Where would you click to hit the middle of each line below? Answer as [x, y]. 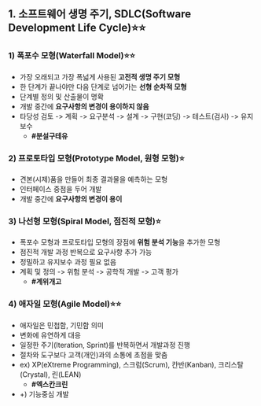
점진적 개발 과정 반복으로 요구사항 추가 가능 [86, 252]
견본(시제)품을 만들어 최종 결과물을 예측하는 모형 [94, 179]
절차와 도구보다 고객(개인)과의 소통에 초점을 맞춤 [94, 354]
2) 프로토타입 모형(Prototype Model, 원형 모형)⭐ [96, 158]
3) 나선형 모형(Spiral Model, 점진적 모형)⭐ [85, 221]
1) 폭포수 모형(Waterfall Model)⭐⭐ [72, 56]
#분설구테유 [50, 135]
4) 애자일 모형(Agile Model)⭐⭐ [65, 304]
